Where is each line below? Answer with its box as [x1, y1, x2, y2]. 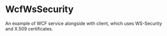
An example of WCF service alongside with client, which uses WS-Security [5, 20, 162, 26]
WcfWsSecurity [5, 4, 74, 15]
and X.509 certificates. [5, 25, 53, 31]
